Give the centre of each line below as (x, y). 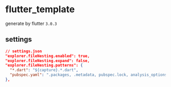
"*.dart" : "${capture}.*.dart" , (44, 70)
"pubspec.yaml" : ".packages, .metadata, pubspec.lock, (69, 75)
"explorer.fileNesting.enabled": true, (48, 56)
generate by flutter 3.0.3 (31, 23)
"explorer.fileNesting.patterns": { (44, 65)
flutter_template (40, 9)
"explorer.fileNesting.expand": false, (48, 61)
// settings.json (24, 51)
